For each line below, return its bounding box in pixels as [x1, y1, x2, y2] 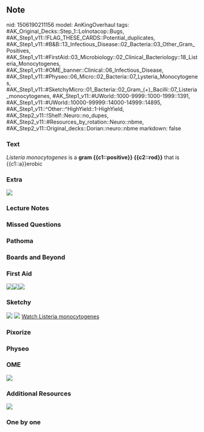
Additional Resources [6, 389, 71, 398]
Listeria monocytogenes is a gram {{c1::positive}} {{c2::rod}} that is [6, 154, 180, 161]
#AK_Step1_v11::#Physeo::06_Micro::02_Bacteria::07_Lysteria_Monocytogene [6, 73, 198, 80]
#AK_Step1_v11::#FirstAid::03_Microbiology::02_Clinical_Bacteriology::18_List [6, 53, 198, 60]
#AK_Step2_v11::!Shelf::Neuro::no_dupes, [6, 112, 109, 119]
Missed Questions [6, 221, 62, 229]
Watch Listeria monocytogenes [21, 313, 99, 320]
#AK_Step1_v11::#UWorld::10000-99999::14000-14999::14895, [6, 99, 163, 106]
